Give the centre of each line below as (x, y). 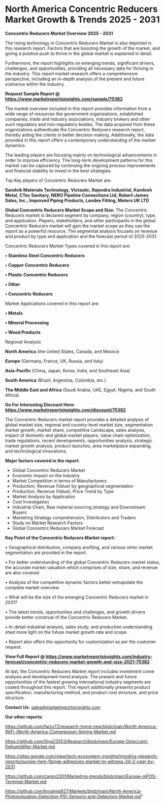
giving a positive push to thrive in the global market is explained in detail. (79, 53)
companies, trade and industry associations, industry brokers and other (78, 119)
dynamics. (16, 145)
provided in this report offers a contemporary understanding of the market (81, 140)
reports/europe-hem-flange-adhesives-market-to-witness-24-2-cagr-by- (80, 761)
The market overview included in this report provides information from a (78, 108)
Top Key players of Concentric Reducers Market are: (58, 180)
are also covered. (23, 572)
